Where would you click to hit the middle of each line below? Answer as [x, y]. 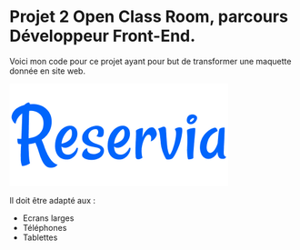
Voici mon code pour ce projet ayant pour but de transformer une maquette [150, 61]
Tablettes [40, 237]
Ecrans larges [48, 218]
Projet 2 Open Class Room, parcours [149, 17]
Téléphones [45, 227]
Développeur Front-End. [103, 36]
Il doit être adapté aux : [53, 200]
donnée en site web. [48, 71]
